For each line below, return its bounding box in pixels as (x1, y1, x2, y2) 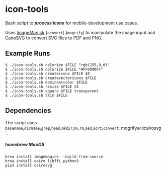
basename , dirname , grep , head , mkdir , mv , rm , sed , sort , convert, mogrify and (5, 125, 144, 131)
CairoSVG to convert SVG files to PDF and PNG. (5, 35, 103, 41)
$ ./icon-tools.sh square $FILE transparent (5, 88, 99, 93)
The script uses (5, 119, 37, 125)
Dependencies (5, 106, 51, 115)
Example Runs (5, 49, 51, 58)
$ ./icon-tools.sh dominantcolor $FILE (5, 80, 88, 85)
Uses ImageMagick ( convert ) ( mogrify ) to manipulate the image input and (5, 29, 156, 35)
